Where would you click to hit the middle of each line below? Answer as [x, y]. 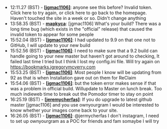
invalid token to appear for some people [52, 34]
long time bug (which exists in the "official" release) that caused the [81, 29]
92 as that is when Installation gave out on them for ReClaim [73, 78]
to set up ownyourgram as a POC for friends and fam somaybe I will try [85, 121]
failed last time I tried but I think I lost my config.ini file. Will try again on [85, 61]
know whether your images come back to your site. [64, 110]
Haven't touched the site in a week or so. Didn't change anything [78, 18]
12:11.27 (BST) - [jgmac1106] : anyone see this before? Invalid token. [81, 7]
